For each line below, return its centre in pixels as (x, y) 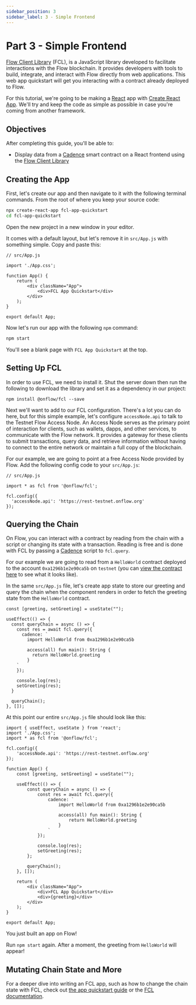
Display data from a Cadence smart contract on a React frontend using (99, 155)
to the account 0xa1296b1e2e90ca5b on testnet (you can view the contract (94, 568)
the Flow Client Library (42, 161)
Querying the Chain (42, 524)
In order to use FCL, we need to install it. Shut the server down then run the (97, 382)
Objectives (26, 129)
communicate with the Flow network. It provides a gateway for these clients (97, 435)
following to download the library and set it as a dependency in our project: (96, 388)
